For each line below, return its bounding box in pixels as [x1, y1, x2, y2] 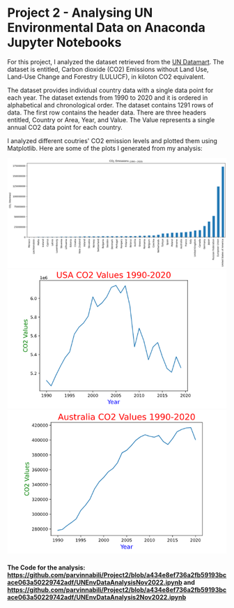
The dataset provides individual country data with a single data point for [7, 86, 214, 94]
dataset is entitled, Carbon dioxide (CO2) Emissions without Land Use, [7, 65, 209, 73]
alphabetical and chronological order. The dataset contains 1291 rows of [7, 101, 214, 109]
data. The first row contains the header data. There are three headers [7, 108, 207, 117]
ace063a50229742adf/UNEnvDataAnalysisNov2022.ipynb [7, 578, 182, 586]
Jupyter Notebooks [7, 35, 122, 50]
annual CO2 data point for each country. [7, 123, 123, 131]
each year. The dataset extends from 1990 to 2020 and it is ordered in [7, 93, 208, 102]
